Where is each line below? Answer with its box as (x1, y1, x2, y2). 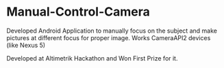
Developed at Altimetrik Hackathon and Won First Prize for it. (6, 54, 178, 62)
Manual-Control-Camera (6, 4, 150, 20)
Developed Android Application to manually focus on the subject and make (6, 27, 217, 35)
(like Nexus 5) (6, 41, 46, 49)
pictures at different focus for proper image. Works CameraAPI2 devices (6, 33, 211, 41)
